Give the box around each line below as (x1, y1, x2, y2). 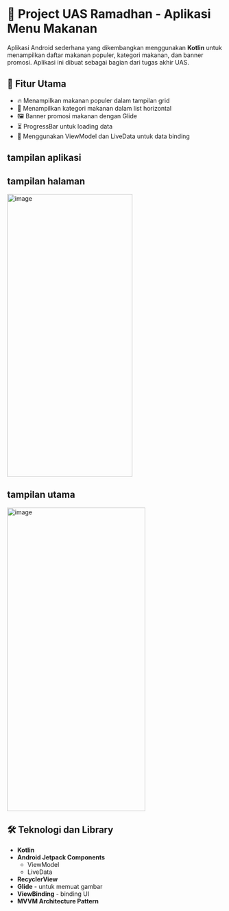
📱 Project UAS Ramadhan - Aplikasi (7, 6, 211, 22)
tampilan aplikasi (7, 152, 82, 164)
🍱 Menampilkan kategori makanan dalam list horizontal (16, 104, 172, 112)
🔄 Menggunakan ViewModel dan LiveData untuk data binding (16, 132, 190, 140)
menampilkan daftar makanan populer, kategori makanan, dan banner (7, 51, 204, 59)
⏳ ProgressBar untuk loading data (16, 122, 113, 130)
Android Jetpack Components (16, 853, 105, 861)
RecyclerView (16, 875, 58, 883)
